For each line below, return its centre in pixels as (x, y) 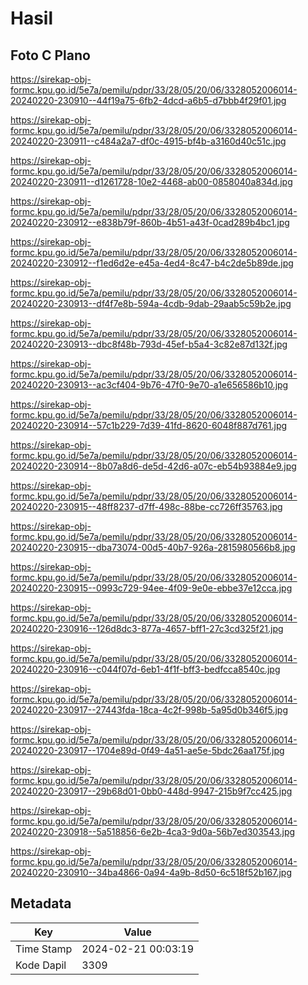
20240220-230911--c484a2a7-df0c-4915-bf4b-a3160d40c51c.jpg (148, 141)
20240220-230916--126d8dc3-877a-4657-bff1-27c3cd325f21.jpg (147, 628)
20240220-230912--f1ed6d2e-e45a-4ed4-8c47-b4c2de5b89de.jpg (152, 263)
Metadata (41, 903)
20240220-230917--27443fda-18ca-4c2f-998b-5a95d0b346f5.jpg (149, 710)
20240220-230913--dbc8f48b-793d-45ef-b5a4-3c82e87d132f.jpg (149, 344)
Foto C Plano (50, 55)
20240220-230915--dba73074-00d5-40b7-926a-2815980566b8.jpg (153, 547)
